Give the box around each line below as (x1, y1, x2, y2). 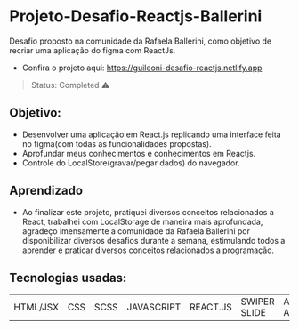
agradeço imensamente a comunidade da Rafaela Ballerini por (21, 225, 251, 237)
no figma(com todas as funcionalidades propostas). (21, 138, 212, 149)
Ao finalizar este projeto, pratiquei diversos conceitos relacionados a (21, 206, 274, 217)
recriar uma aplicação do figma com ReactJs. (9, 44, 176, 55)
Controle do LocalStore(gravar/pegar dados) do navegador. (21, 157, 240, 168)
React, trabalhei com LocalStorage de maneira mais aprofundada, (21, 216, 263, 227)
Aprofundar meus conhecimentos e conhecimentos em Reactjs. (21, 148, 256, 158)
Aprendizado (9, 183, 83, 198)
